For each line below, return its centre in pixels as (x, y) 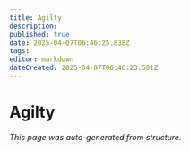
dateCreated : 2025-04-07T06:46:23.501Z (84, 68)
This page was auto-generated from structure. (95, 137)
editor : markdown (42, 59)
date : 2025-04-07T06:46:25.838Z (69, 43)
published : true (39, 34)
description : (34, 26)
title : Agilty (36, 18)
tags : (19, 51)
